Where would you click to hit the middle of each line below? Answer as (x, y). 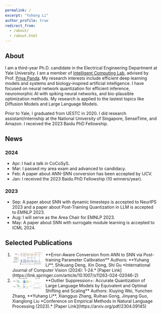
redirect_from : (20, 26)
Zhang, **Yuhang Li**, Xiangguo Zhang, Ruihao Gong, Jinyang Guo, (80, 296)
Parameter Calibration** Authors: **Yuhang (105, 260)
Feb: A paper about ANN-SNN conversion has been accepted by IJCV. (82, 174)
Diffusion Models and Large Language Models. (52, 104)
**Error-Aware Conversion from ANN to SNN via (94, 254)
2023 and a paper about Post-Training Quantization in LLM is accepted (83, 207)
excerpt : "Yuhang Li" (27, 15)
